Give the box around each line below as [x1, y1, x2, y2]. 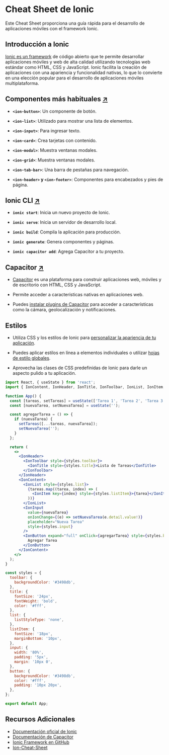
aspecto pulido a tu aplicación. [12, 370, 76, 376]
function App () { [5, 393, 42, 398]
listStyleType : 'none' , [14, 617, 64, 622]
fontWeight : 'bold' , [14, 599, 57, 604]
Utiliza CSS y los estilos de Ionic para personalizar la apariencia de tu [12, 334, 156, 341]
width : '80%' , [14, 650, 44, 655]
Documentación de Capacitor [12, 733, 74, 740]
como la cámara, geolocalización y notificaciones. [12, 307, 117, 313]
